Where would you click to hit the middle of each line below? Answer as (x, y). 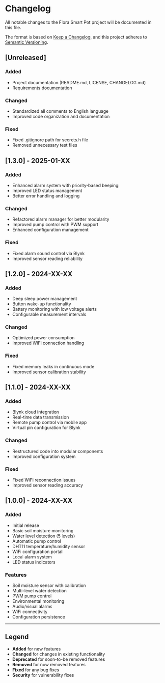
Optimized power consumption (43, 338)
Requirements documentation (42, 88)
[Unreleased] (26, 58)
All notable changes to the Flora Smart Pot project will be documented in (78, 22)
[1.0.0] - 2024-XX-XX (39, 501)
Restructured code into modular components (57, 451)
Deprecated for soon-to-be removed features (58, 659)
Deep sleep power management (44, 299)
